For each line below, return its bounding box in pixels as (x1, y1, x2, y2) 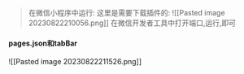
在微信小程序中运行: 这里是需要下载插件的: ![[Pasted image (28, 8, 225, 17)
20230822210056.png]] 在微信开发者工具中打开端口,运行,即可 (28, 18, 237, 28)
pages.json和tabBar (8, 38, 77, 48)
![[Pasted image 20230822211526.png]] (8, 57, 142, 67)
